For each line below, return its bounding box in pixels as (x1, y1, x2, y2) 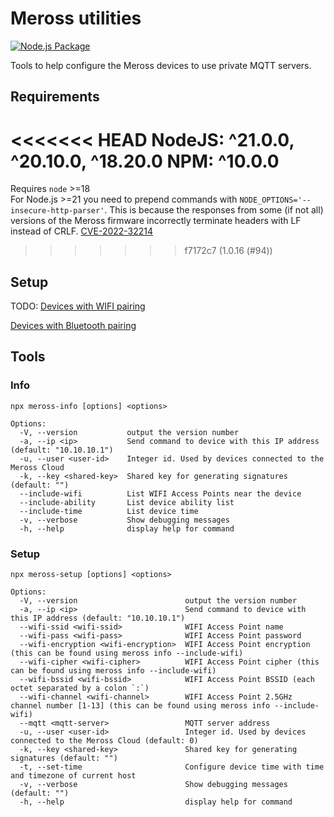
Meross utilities (10, 7, 142, 30)
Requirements (10, 88, 100, 106)
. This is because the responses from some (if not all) (104, 204, 324, 216)
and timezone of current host (10, 771, 137, 781)
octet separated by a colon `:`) (10, 683, 150, 694)
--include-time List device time (19, 506, 199, 516)
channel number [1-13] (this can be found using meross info (10, 701, 271, 711)
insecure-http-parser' (10, 206, 105, 216)
